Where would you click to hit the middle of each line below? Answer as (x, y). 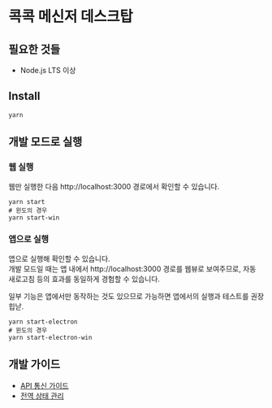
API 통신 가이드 (44, 385)
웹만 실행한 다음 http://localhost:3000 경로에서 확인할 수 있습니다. (114, 186)
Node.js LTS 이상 (48, 70)
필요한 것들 (35, 49)
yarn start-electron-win (50, 337)
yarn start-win (34, 217)
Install (24, 96)
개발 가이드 (35, 365)
